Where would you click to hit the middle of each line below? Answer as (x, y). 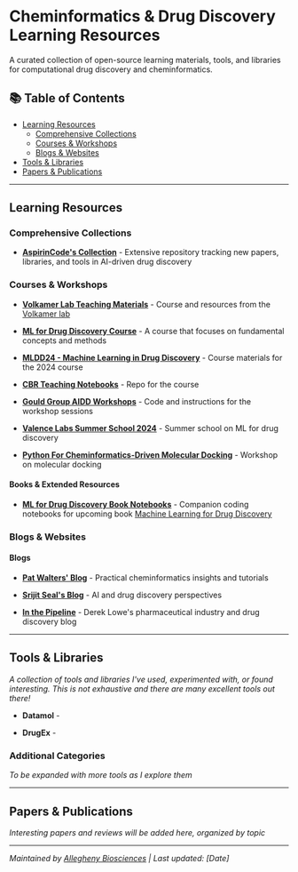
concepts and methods (64, 340)
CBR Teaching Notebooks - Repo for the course (110, 384)
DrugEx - (39, 732)
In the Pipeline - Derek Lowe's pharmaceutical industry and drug (141, 612)
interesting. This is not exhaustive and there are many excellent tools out (142, 688)
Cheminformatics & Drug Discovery (143, 16)
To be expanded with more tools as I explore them (101, 775)
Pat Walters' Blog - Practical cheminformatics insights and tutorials (145, 578)
